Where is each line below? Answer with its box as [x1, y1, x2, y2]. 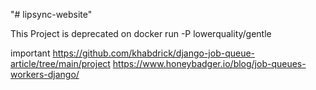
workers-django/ [10, 69, 80, 80]
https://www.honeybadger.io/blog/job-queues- [112, 58, 307, 69]
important [10, 47, 51, 59]
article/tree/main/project [10, 58, 111, 69]
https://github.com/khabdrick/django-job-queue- [52, 47, 256, 59]
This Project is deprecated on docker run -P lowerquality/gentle [10, 28, 272, 39]
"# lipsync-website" [10, 9, 93, 20]
